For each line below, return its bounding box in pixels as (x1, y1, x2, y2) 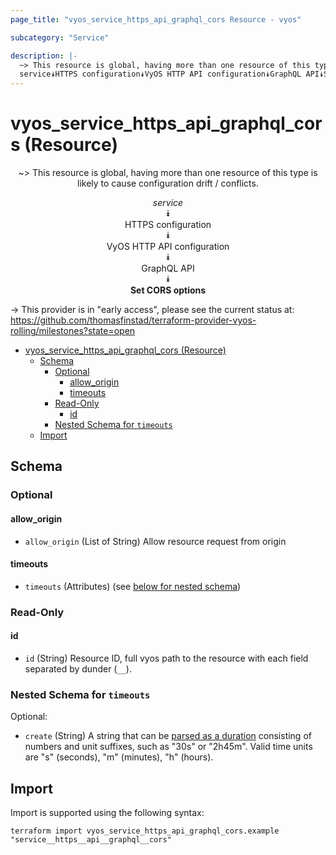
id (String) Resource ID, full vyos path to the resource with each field (24, 652, 309, 664)
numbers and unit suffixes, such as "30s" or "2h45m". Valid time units (24, 741, 313, 753)
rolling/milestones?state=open (10, 325, 136, 337)
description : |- (10, 51, 78, 61)
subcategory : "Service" (10, 32, 110, 43)
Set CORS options (129, 284, 207, 296)
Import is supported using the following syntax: (10, 807, 205, 819)
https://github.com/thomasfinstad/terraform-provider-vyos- (10, 314, 257, 326)
